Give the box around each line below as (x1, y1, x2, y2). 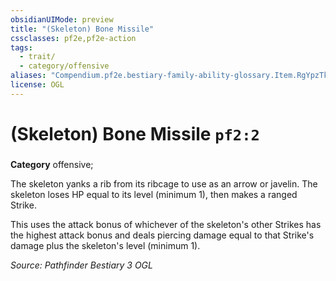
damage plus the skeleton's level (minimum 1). (10, 239, 201, 251)
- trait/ (19, 52, 56, 62)
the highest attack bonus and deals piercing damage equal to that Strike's (10, 229, 315, 241)
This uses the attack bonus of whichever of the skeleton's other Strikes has (10, 218, 322, 230)
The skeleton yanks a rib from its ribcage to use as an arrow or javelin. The (10, 177, 318, 190)
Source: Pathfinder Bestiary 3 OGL (10, 259, 153, 271)
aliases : (10, 71, 47, 81)
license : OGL (10, 80, 65, 90)
